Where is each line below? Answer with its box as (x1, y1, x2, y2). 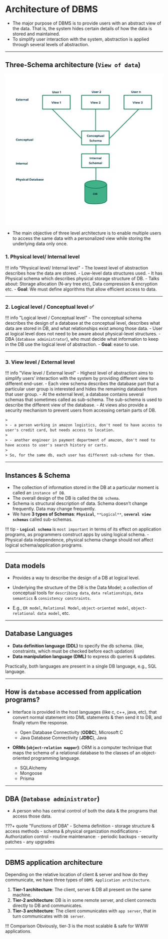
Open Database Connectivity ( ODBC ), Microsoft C (19, 729, 123, 735)
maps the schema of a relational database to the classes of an (12, 749, 141, 756)
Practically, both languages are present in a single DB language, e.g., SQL (5, 663, 157, 669)
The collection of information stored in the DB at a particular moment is (12, 484, 159, 490)
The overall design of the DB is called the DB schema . (12, 495, 120, 501)
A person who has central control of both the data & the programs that (12, 808, 157, 814)
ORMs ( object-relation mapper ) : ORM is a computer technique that (12, 744, 152, 750)
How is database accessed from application (5, 688, 141, 696)
